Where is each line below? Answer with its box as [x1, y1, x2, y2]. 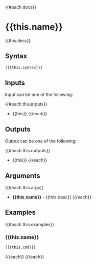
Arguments [5, 171, 41, 180]
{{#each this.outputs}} [5, 148, 50, 154]
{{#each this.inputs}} [5, 101, 48, 107]
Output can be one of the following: [5, 138, 77, 144]
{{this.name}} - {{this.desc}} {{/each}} [12, 194, 92, 200]
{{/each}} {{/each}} [5, 254, 44, 260]
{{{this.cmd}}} [5, 245, 36, 250]
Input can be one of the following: [5, 92, 73, 98]
